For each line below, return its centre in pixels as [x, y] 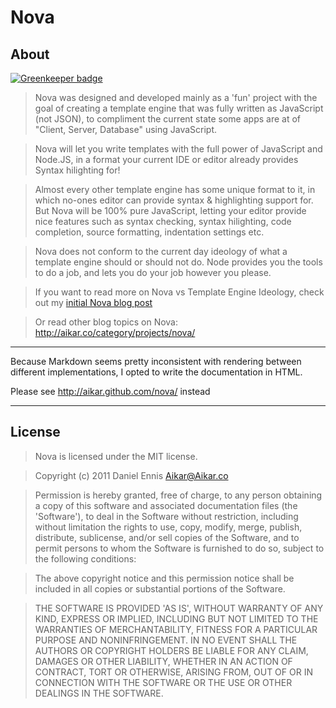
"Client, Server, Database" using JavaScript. [126, 129]
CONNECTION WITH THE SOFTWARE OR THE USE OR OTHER [163, 682]
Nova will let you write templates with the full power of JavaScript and [178, 149]
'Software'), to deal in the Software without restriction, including [166, 516]
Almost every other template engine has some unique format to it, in [175, 189]
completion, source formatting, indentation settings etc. [149, 232]
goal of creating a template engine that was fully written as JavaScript [179, 108]
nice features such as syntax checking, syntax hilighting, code [163, 221]
